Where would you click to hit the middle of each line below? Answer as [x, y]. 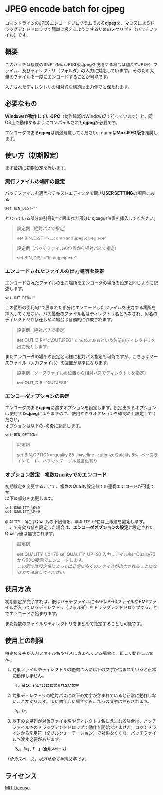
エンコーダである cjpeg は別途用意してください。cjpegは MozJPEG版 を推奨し [81, 132]
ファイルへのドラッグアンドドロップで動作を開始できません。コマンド [82, 727]
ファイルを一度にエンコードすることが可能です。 [62, 77]
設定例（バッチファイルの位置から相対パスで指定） [68, 248]
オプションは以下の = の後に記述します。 [44, 426]
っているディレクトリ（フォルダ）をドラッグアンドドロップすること [90, 607]
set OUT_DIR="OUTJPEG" [43, 382]
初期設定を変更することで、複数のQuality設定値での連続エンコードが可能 [78, 486]
